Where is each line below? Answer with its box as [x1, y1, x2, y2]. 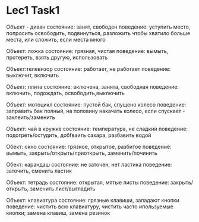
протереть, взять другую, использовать [6, 54, 108, 61]
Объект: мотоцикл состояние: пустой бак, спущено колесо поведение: [6, 101, 187, 108]
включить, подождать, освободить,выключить [6, 89, 125, 96]
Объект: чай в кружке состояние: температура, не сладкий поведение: [6, 125, 188, 132]
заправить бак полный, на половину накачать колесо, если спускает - [6, 107, 185, 114]
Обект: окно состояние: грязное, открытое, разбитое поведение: [6, 143, 172, 150]
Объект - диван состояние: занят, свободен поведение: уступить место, [6, 23, 191, 30]
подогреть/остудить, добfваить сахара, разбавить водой [6, 132, 151, 139]
